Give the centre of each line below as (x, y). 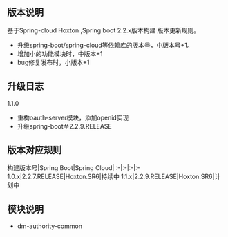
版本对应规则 (35, 150)
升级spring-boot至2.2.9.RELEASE (65, 126)
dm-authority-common (50, 226)
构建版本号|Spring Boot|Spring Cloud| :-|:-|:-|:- (74, 168)
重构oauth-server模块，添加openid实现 (73, 117)
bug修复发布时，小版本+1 (53, 62)
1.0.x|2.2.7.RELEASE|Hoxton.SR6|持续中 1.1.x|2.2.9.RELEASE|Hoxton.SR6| (111, 177)
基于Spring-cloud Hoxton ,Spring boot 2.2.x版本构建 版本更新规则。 (104, 30)
